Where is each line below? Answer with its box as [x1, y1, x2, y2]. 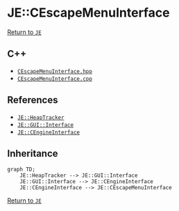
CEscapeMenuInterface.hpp [17, 68, 92, 75]
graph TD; [7, 166, 36, 173]
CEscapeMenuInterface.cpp [17, 75, 92, 82]
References [7, 94, 58, 106]
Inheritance [7, 148, 58, 159]
